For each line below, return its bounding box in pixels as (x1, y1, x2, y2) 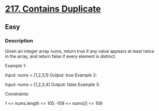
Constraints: (5, 91, 29, 96)
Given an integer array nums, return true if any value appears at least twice (5, 48, 155, 54)
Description (5, 37, 33, 44)
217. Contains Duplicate (5, 3, 101, 15)
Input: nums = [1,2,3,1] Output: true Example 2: (5, 72, 97, 78)
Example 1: (5, 63, 27, 68)
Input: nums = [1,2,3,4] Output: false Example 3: (5, 81, 100, 87)
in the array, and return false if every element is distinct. (5, 53, 116, 59)
